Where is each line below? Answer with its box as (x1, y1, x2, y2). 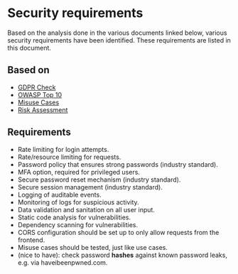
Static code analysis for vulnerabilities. (17, 213, 131, 221)
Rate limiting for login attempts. (17, 145, 109, 153)
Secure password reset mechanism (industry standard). (17, 175, 181, 184)
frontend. (17, 236, 45, 244)
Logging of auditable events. (17, 190, 102, 199)
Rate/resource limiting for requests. (17, 153, 121, 161)
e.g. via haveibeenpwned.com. (17, 258, 108, 267)
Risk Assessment (17, 105, 68, 114)
